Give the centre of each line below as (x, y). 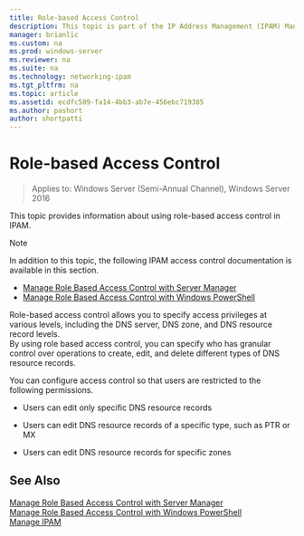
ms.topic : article (44, 93)
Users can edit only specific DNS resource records (117, 407)
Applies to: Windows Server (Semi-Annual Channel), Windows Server (161, 189)
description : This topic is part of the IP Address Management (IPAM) (145, 26)
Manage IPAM (35, 522)
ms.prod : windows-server (56, 52)
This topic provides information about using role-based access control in (145, 216)
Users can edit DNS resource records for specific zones (127, 453)
